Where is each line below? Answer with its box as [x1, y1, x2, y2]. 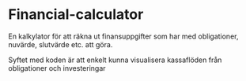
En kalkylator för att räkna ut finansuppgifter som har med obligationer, [8, 31, 239, 41]
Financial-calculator [8, 6, 144, 24]
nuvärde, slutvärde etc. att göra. [8, 39, 113, 49]
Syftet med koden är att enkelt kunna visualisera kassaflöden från [8, 55, 222, 64]
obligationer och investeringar [8, 63, 106, 72]
